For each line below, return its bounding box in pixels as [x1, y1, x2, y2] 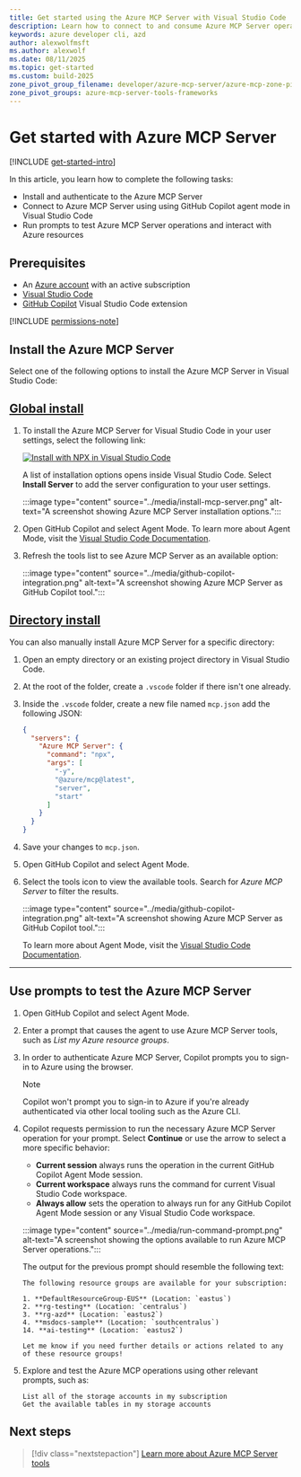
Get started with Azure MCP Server [9, 127, 277, 147]
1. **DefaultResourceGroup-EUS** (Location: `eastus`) [21, 1294, 232, 1303]
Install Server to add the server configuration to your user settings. [21, 479, 271, 489]
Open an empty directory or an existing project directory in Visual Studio [21, 654, 290, 664]
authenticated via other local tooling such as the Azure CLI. [21, 1105, 241, 1116]
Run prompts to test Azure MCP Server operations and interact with [21, 220, 271, 231]
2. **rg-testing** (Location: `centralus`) [21, 1302, 188, 1311]
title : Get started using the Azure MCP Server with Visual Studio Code [9, 13, 287, 22]
